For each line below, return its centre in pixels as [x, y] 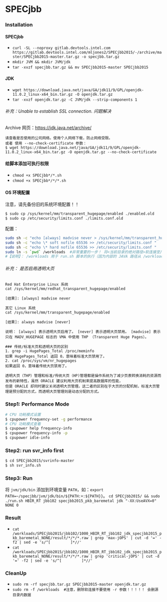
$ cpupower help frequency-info [39, 429]
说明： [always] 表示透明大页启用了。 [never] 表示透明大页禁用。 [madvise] [78, 332]
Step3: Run [19, 478]
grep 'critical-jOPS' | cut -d [127, 556]
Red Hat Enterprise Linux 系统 [37, 285]
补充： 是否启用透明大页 [30, 268]
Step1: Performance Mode [37, 404]
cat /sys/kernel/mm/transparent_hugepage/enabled [58, 312]
